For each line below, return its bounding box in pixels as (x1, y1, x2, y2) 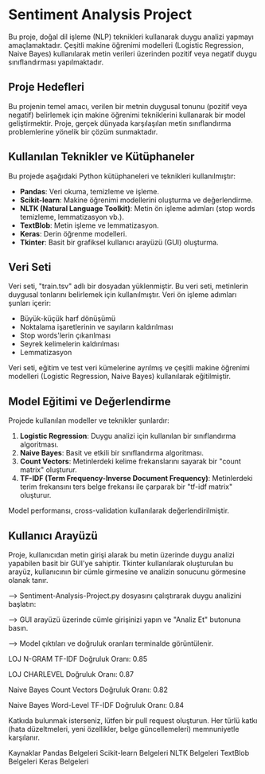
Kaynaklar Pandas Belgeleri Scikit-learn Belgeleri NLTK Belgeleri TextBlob (8, 749, 250, 757)
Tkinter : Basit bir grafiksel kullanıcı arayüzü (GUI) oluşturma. (19, 237, 219, 247)
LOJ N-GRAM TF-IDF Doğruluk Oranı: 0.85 (8, 655, 148, 663)
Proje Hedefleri (8, 80, 85, 94)
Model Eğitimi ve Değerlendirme (8, 394, 171, 408)
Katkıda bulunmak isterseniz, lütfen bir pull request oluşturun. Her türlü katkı (8, 716, 258, 725)
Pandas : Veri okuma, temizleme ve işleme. (19, 186, 159, 196)
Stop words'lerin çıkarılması (19, 330, 111, 340)
